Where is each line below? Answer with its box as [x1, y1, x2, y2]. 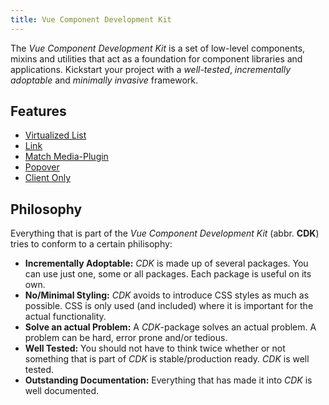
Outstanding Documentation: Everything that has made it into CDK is [24, 374, 313, 386]
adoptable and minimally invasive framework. [10, 74, 199, 86]
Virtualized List [24, 129, 87, 141]
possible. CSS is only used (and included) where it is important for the [24, 300, 314, 312]
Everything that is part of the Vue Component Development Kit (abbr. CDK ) [10, 227, 320, 240]
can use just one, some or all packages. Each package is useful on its [24, 268, 312, 280]
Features [10, 103, 67, 120]
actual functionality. [24, 311, 107, 323]
